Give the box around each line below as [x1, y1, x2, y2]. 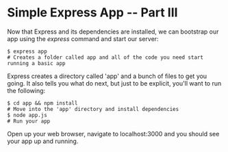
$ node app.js [7, 112, 48, 118]
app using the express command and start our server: [7, 34, 159, 42]
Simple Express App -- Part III [7, 5, 178, 21]
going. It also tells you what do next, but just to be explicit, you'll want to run [7, 79, 222, 87]
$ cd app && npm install [7, 99, 78, 107]
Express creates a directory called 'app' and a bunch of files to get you [7, 72, 207, 80]
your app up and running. [7, 137, 79, 145]
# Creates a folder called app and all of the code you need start [7, 53, 204, 61]
